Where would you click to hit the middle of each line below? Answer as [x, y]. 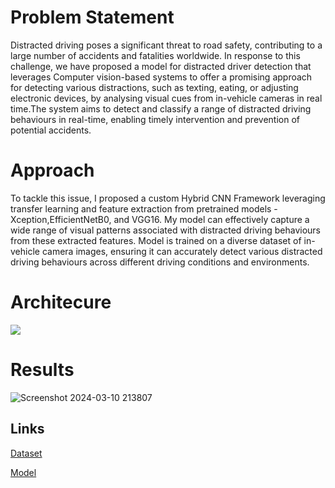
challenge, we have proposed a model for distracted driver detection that [161, 66]
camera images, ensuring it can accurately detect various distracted [182, 251]
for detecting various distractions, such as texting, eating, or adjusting [154, 87]
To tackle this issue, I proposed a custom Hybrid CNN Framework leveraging [168, 198]
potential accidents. [51, 130]
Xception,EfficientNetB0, [61, 219]
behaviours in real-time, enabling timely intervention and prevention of [155, 119]
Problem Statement [92, 17]
